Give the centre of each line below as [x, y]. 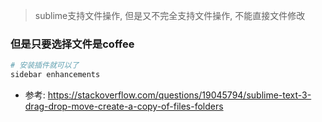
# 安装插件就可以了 [45, 65]
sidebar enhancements [55, 75]
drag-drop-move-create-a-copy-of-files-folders [124, 106]
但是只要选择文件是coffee [72, 44]
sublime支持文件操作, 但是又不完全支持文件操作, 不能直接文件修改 [170, 15]
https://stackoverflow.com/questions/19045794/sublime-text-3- [179, 95]
